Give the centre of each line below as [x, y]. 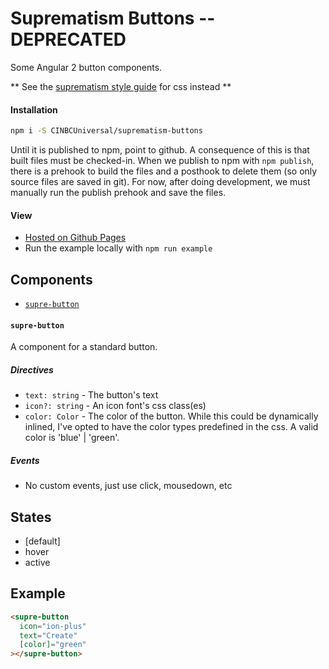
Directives [32, 369]
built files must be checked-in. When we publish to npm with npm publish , [162, 161]
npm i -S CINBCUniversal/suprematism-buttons [106, 131]
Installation [34, 109]
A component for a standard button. [84, 347]
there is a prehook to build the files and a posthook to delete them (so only [164, 171]
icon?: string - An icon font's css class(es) [115, 406]
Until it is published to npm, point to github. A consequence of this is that [160, 150]
